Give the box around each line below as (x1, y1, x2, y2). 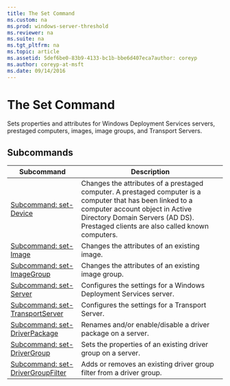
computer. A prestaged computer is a (81, 187, 201, 197)
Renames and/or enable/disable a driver (81, 320, 210, 330)
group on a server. (81, 348, 140, 358)
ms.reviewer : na (7, 29, 53, 36)
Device (10, 208, 33, 218)
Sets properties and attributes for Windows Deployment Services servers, (7, 119, 216, 128)
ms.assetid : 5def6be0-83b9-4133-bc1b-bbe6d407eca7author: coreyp (7, 55, 197, 62)
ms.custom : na (7, 16, 48, 23)
